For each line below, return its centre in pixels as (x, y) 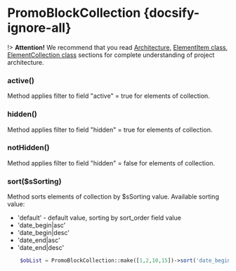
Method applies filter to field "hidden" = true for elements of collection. (110, 130)
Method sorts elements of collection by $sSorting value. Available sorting (113, 197)
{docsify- (172, 13)
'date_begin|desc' (44, 233)
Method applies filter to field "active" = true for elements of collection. (109, 96)
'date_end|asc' (39, 240)
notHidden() (28, 148)
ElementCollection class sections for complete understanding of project (111, 55)
